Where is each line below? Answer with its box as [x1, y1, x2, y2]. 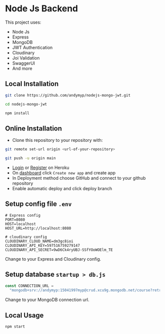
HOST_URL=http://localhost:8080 [5, 226, 71, 231]
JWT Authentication [12, 44, 53, 50]
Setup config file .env [5, 200, 72, 208]
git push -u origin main [5, 156, 56, 161]
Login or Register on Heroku [12, 165, 70, 170]
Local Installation [5, 80, 59, 88]
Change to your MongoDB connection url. [5, 297, 89, 303]
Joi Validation [12, 55, 40, 61]
